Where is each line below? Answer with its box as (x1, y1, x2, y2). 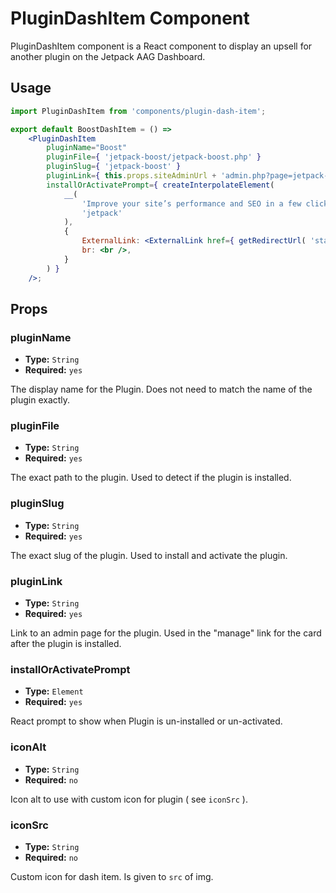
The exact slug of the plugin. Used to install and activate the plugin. (10, 549, 288, 561)
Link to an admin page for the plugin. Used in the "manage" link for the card (10, 627, 322, 639)
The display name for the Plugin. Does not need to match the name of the (10, 383, 313, 396)
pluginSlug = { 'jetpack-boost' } (46, 162, 182, 172)
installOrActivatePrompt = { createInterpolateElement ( (46, 180, 275, 190)
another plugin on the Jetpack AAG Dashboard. (10, 50, 206, 62)
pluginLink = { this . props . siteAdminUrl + (46, 171, 217, 181)
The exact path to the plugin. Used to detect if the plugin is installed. (10, 472, 292, 484)
